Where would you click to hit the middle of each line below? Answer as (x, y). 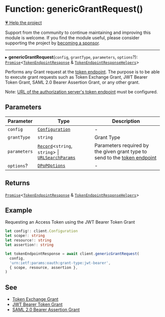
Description (126, 121)
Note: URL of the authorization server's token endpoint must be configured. (82, 91)
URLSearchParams (56, 158)
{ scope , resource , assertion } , (44, 267)
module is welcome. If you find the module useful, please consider (72, 37)
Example (19, 210)
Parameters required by (122, 145)
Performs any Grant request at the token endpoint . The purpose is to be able (82, 72)
